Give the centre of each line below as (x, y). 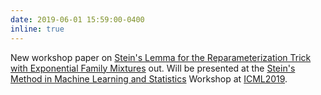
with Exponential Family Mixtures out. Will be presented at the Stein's (153, 68)
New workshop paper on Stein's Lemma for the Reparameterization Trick (161, 57)
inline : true (37, 29)
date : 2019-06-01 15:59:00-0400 (77, 19)
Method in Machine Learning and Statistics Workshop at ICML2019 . (149, 78)
